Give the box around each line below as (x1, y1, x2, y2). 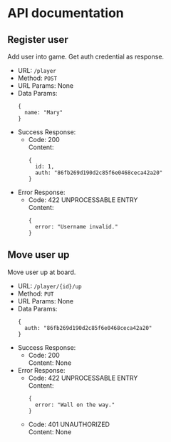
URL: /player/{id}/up (17, 281, 82, 290)
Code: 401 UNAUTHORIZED (28, 420, 110, 428)
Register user (7, 34, 69, 46)
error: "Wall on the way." (34, 401, 115, 408)
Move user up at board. (7, 268, 76, 276)
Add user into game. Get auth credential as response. (7, 52, 165, 61)
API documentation (7, 5, 125, 21)
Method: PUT (17, 289, 54, 298)
